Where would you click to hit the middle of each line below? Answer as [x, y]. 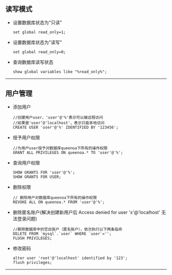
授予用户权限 [26, 137]
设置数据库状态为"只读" [37, 22]
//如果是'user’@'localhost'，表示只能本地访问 [59, 123]
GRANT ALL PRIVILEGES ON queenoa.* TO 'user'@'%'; [68, 152]
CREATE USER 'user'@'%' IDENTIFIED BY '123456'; [66, 127]
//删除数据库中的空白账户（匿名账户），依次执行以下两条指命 [68, 229]
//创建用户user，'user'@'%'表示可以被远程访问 [58, 117]
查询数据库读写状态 [33, 62]
